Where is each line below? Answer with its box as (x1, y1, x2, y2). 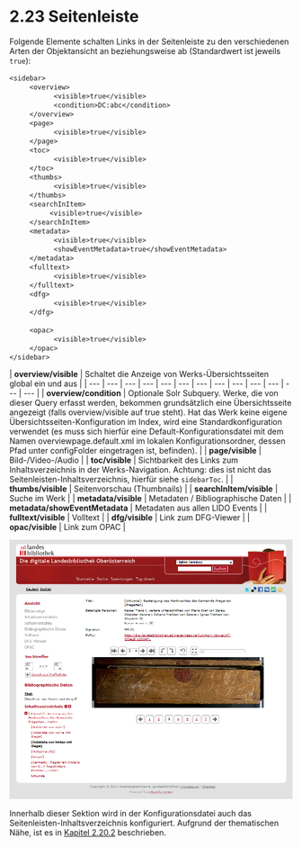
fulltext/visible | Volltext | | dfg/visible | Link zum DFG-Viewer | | (9, 511, 251, 523)
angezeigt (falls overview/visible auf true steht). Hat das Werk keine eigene (9, 407, 288, 418)
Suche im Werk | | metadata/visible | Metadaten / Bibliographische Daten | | (9, 492, 292, 503)
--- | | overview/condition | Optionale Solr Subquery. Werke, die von (23, 387, 279, 398)
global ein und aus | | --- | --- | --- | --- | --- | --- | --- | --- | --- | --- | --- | (9, 378, 285, 389)
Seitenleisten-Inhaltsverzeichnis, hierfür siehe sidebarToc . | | (9, 473, 234, 484)
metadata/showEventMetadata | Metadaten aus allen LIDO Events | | (9, 502, 268, 513)
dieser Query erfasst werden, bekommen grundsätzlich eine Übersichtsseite (9, 397, 292, 408)
